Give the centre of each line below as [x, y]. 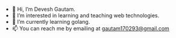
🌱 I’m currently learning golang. [51, 22]
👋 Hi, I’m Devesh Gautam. [43, 9]
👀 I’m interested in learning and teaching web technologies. [86, 15]
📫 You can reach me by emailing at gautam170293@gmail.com [91, 28]
